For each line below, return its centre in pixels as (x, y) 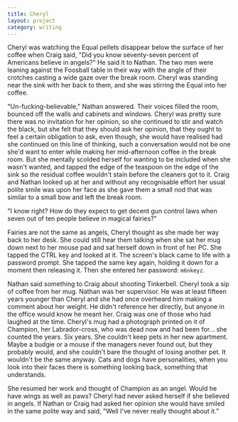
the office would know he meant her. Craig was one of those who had (109, 315)
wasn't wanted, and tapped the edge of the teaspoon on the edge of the (113, 167)
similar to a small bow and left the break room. (75, 197)
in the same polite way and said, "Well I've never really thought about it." (113, 411)
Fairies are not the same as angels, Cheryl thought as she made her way (113, 233)
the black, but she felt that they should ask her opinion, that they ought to (115, 130)
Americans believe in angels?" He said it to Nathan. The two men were (110, 63)
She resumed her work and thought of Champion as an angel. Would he (112, 389)
